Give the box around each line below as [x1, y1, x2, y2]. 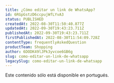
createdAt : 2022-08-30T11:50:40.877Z [5, 21, 84, 26]
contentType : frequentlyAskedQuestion [5, 40, 86, 45]
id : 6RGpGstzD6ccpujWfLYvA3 [5, 12, 64, 17]
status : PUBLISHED [5, 16, 44, 21]
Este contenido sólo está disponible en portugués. [5, 72, 109, 78]
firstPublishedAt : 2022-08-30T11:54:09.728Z [5, 35, 100, 40]
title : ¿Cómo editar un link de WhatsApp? [5, 7, 95, 12]
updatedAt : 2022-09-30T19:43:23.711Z [5, 26, 84, 31]
